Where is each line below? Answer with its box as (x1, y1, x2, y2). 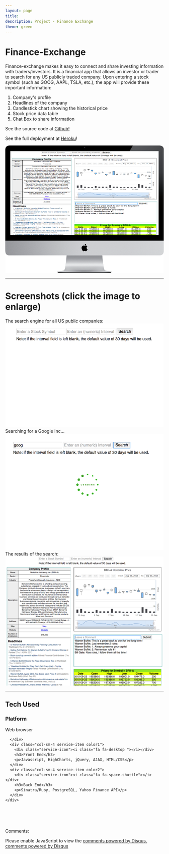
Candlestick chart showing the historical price (12, 105, 108, 111)
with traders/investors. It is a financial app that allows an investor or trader (5, 69, 159, 75)
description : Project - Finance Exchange (5, 19, 94, 24)
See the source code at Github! (5, 126, 70, 132)
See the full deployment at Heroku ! (5, 135, 77, 141)
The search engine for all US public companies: (5, 318, 104, 324)
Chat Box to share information (12, 116, 75, 122)
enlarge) (5, 301, 41, 313)
